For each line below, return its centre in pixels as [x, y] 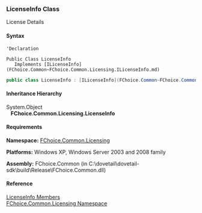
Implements [28, 64]
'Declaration [23, 49]
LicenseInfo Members [33, 197]
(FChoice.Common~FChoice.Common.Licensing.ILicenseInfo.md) [83, 70]
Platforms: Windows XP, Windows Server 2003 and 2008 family [86, 152]
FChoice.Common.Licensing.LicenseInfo [63, 113]
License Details [25, 22]
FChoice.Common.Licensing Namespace [57, 203]
